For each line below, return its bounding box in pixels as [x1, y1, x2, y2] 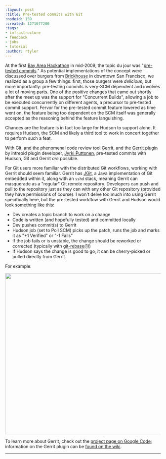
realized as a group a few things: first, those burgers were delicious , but [5, 78, 152, 84]
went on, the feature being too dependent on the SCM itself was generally [5, 110, 156, 115]
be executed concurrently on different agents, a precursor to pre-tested [5, 99, 152, 105]
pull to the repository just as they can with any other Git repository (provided [5, 186, 161, 192]
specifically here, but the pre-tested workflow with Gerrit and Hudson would [5, 196, 161, 202]
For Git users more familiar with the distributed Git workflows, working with [5, 165, 158, 171]
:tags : [5, 26, 19, 31]
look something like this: [5, 202, 54, 208]
